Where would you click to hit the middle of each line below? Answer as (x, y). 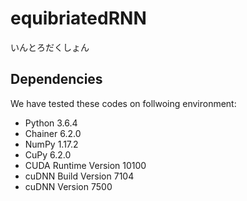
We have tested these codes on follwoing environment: (123, 103)
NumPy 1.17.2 (51, 144)
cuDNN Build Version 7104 (79, 176)
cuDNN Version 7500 (68, 186)
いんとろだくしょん (50, 47)
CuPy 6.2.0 (48, 154)
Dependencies (56, 79)
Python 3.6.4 (51, 123)
